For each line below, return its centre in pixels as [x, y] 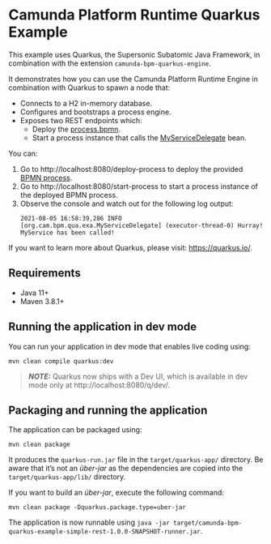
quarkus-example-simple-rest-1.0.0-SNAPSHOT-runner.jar [104, 532]
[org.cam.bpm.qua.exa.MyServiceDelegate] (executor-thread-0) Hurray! [142, 225]
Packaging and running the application [108, 410]
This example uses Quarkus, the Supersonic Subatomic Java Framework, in [134, 54]
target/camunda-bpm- [207, 523]
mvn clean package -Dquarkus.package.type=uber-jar [97, 508]
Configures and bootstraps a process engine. [95, 112]
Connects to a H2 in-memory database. [86, 103]
